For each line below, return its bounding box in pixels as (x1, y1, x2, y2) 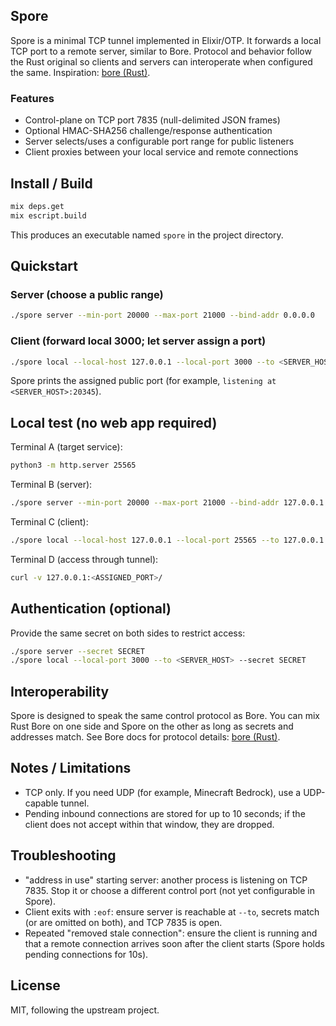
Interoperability (10, 683, 110, 700)
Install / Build (10, 175, 93, 192)
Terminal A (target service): (10, 441, 123, 453)
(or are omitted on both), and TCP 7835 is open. (24, 916, 223, 928)
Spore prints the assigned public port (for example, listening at (10, 375, 277, 387)
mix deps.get (10, 201, 65, 211)
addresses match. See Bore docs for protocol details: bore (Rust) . (10, 731, 281, 743)
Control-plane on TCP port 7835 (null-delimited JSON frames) (24, 114, 281, 126)
